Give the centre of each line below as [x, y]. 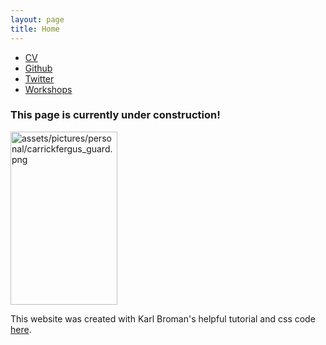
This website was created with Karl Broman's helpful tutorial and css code [163, 318]
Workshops [48, 89]
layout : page [37, 19]
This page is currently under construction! [115, 115]
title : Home [35, 29]
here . [21, 329]
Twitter [39, 78]
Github [38, 68]
